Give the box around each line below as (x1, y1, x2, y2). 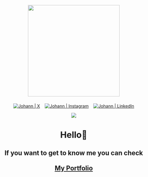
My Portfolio (54, 164, 93, 172)
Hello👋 (60, 129, 88, 140)
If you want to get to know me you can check (4, 149, 143, 157)
